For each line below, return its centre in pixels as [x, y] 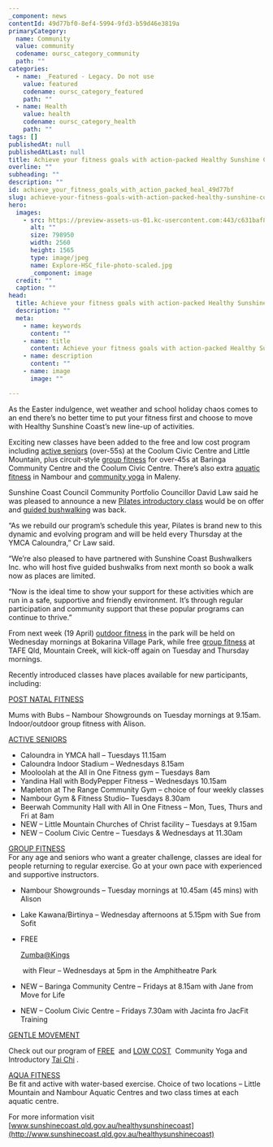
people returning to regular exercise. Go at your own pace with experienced [135, 866]
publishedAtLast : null [47, 152]
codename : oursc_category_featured [83, 91]
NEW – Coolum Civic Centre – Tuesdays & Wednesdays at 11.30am [131, 832]
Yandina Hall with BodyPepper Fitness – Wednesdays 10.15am [123, 780]
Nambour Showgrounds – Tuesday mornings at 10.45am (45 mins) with [139, 890]
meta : [25, 318]
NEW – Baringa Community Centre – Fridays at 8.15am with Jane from [136, 986]
